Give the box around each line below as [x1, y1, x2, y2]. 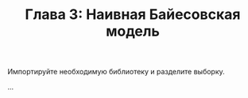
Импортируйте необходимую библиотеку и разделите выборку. [7, 67, 226, 77]
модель [106, 22, 160, 40]
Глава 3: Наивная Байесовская [25, 6, 241, 24]
